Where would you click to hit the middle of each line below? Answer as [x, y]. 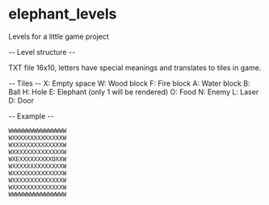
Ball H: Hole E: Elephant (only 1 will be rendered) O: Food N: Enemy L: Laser [134, 92]
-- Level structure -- [42, 52]
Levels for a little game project [59, 36]
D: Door [21, 100]
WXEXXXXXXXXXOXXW [38, 159]
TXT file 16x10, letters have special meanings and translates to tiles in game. [135, 67]
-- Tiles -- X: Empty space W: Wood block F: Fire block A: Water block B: [129, 83]
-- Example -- [31, 116]
